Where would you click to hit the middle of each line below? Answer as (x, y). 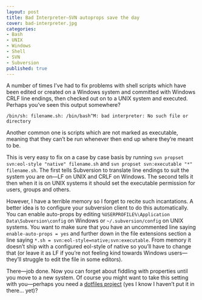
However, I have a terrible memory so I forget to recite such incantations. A (100, 202)
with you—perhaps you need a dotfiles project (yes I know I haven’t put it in (101, 284)
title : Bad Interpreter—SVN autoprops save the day (73, 18)
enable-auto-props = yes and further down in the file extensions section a (99, 234)
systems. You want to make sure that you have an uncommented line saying (101, 227)
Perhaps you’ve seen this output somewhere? (63, 105)
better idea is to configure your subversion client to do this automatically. (97, 208)
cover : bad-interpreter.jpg (42, 23)
